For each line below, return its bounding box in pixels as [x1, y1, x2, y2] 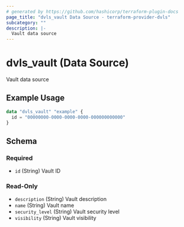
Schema [6, 136, 37, 146]
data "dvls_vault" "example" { [6, 108, 83, 114]
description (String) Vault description [14, 196, 107, 203]
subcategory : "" [6, 20, 46, 25]
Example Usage [6, 93, 65, 103]
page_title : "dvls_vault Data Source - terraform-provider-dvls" [6, 14, 170, 20]
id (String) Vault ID [14, 167, 61, 175]
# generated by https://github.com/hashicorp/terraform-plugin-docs [6, 8, 179, 15]
